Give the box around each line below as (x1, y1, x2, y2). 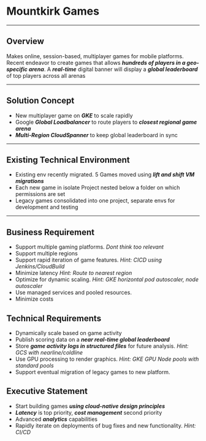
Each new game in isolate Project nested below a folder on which (15, 184, 180, 191)
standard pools (15, 362, 54, 369)
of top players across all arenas (6, 72, 86, 79)
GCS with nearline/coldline (15, 349, 83, 356)
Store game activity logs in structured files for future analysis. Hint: (15, 342, 189, 350)
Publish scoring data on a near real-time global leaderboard (15, 336, 170, 343)
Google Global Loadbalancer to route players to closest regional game (15, 118, 197, 126)
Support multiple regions (15, 250, 78, 257)
